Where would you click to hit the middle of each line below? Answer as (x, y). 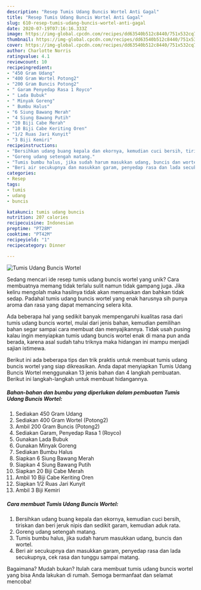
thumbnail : (20, 40)
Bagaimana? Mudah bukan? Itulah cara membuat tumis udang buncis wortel (100, 569)
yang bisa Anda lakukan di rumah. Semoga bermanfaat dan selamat (90, 575)
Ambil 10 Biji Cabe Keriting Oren (55, 477)
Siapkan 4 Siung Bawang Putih (53, 465)
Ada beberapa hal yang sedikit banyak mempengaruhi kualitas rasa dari (95, 316)
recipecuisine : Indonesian (40, 223)
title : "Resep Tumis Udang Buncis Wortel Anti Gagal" (75, 17)
